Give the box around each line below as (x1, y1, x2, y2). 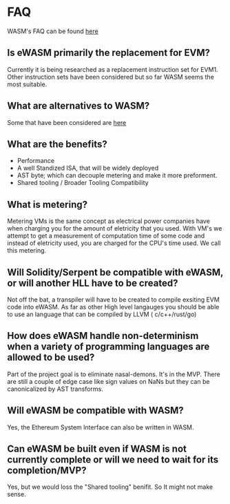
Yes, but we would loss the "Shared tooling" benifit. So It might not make (7, 483, 213, 491)
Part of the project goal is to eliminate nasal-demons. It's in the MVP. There (7, 370, 220, 378)
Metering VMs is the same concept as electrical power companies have (7, 217, 210, 225)
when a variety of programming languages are (7, 341, 210, 353)
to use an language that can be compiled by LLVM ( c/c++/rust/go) (7, 310, 197, 318)
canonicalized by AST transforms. (7, 385, 103, 393)
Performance (17, 157, 55, 165)
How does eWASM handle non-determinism (7, 330, 199, 342)
